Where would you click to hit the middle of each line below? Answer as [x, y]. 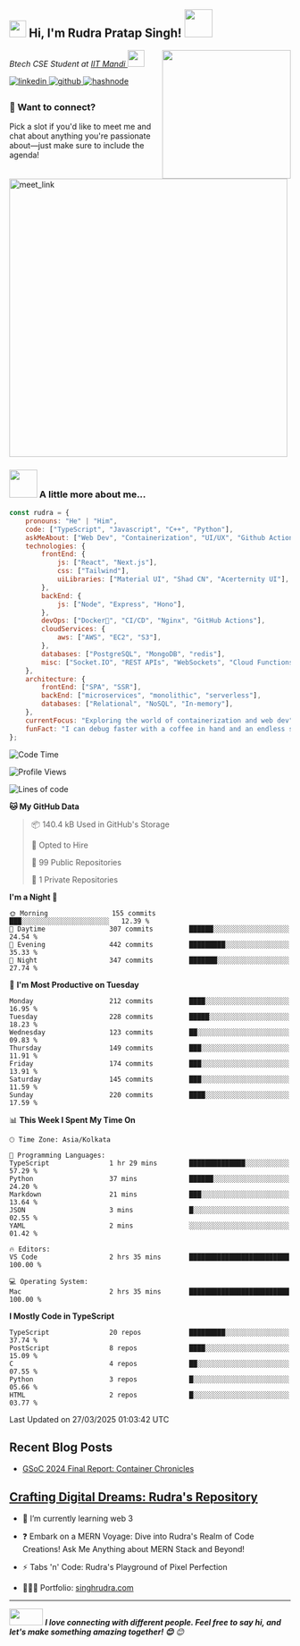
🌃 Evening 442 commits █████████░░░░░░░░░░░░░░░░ [150, 944]
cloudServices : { [73, 629]
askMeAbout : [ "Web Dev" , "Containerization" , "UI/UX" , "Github [146, 537]
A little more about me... [92, 494]
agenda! [25, 155]
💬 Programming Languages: [57, 1155]
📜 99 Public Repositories [76, 862]
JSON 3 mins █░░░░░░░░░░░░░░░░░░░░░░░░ [150, 1210]
